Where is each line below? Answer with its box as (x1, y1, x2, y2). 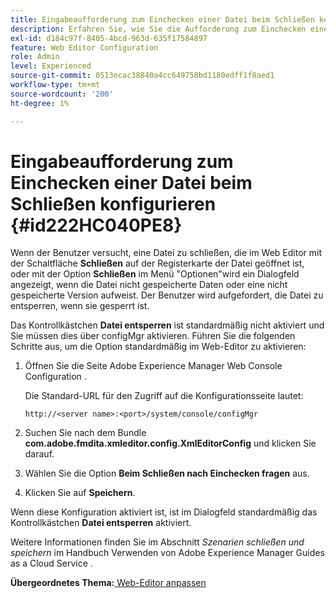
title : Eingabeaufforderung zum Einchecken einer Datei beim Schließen (10, 14, 315, 25)
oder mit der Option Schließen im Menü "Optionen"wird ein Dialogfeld (10, 268, 300, 280)
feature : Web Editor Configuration (10, 42, 159, 53)
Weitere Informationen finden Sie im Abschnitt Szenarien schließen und (10, 536, 305, 548)
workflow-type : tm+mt (10, 80, 101, 90)
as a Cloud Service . (10, 557, 93, 570)
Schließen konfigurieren (10, 192, 217, 215)
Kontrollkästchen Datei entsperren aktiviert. (10, 517, 192, 529)
